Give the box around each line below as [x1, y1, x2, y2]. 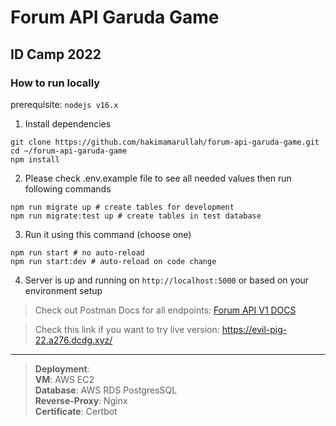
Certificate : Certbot [34, 405, 118, 417]
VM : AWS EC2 [34, 373, 95, 385]
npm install [10, 154, 60, 165]
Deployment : [34, 362, 90, 375]
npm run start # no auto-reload [10, 247, 145, 258]
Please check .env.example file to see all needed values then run [24, 172, 292, 184]
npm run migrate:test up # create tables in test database [10, 211, 262, 221]
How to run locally [10, 76, 101, 90]
